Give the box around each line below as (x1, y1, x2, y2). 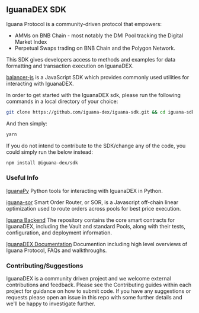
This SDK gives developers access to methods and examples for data (6, 56, 176, 63)
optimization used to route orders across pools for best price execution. (6, 205, 181, 212)
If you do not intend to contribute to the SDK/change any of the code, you (6, 142, 186, 149)
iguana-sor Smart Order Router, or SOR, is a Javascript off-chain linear (6, 198, 179, 206)
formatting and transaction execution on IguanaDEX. (6, 62, 134, 69)
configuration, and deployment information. (6, 229, 113, 236)
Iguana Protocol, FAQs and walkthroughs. (6, 247, 107, 254)
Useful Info (6, 174, 38, 182)
